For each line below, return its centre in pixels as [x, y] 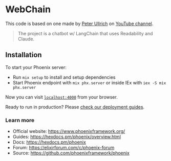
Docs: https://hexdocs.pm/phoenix [49, 142]
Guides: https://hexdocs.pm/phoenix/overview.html [67, 137]
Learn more [20, 120]
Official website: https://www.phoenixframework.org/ [69, 131]
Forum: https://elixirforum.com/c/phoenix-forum [63, 148]
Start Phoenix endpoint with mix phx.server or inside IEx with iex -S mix [89, 82]
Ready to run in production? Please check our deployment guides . [75, 107]
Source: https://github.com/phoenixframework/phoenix [71, 153]
